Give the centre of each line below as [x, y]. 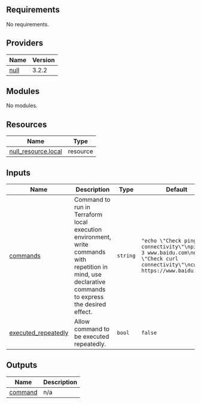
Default [176, 190]
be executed [92, 336]
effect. [83, 312]
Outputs [22, 365]
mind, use [88, 275]
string [126, 256]
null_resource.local [36, 151]
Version [43, 60]
